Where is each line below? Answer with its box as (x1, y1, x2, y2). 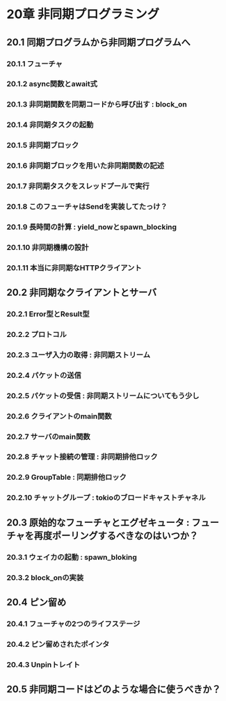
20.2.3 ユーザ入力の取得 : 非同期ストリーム (6, 349, 151, 359)
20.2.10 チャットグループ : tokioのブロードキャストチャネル (6, 493, 206, 503)
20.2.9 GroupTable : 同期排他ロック (6, 473, 127, 482)
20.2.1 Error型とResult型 (6, 309, 90, 319)
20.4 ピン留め (6, 596, 67, 608)
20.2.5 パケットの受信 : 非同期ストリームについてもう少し (6, 391, 200, 400)
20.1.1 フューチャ (6, 58, 63, 68)
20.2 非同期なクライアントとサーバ (6, 287, 157, 299)
